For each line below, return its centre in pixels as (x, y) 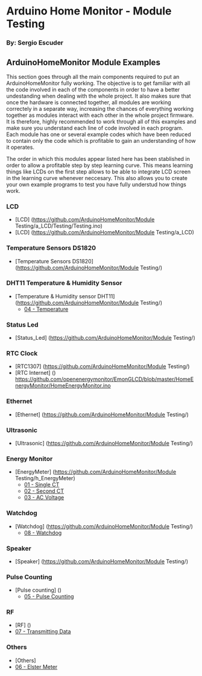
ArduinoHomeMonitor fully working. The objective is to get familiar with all (98, 83)
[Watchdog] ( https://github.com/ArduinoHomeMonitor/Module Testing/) (104, 526)
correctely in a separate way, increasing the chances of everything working (100, 108)
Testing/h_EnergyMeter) (45, 478)
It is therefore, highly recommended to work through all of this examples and (101, 121)
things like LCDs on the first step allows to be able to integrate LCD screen (99, 171)
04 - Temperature (46, 309)
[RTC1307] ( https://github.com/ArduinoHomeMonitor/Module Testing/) (102, 366)
